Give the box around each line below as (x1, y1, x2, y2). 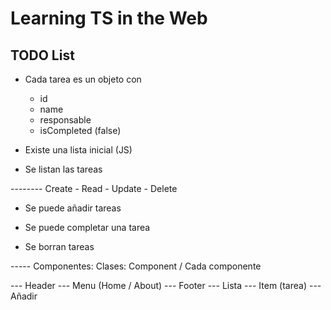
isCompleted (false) (39, 125, 122, 136)
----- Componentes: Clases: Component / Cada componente (10, 260, 262, 272)
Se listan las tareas (24, 163, 103, 175)
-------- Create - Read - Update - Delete (10, 183, 178, 194)
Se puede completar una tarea (24, 222, 151, 233)
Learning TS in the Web (10, 7, 208, 30)
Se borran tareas (24, 241, 95, 252)
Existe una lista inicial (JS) (24, 144, 133, 156)
